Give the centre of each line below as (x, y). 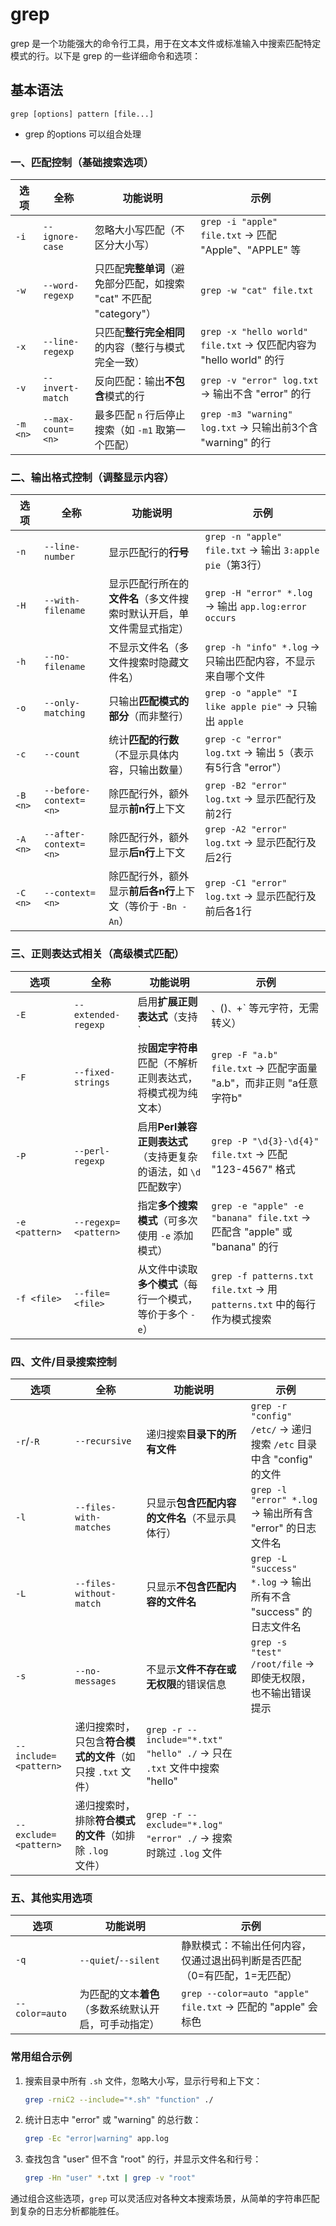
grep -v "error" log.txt (259, 381)
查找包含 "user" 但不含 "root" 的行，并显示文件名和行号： (143, 2159)
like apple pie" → (249, 706)
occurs (220, 618)
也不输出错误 (281, 1693)
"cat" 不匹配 (123, 299)
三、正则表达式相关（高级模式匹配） (97, 954)
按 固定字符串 (167, 1048)
